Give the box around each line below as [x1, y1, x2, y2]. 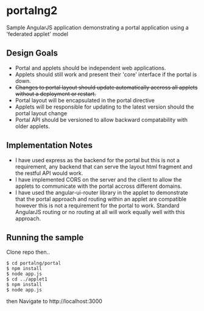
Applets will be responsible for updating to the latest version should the [15, 103, 194, 110]
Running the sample [6, 232, 84, 243]
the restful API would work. [15, 169, 83, 177]
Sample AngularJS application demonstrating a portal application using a [6, 24, 189, 31]
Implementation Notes [6, 140, 93, 151]
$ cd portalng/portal [6, 260, 62, 266]
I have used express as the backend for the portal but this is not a [15, 156, 180, 163]
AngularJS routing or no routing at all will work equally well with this [15, 208, 185, 215]
